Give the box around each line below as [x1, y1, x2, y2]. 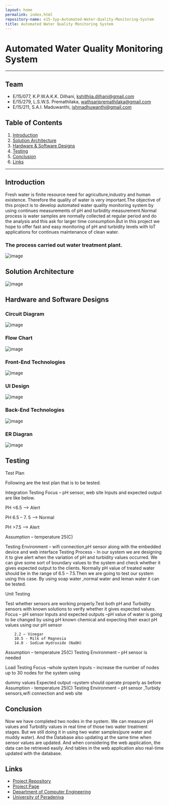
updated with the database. [5, 750, 62, 756]
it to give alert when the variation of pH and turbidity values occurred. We [5, 554, 157, 560]
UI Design [5, 382, 30, 389]
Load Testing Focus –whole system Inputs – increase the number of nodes [5, 664, 159, 670]
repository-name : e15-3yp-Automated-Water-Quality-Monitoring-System [5, 17, 154, 22]
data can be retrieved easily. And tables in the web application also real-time [5, 745, 164, 751]
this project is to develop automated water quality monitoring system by [5, 202, 154, 208]
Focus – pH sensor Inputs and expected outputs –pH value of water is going [5, 611, 162, 617]
